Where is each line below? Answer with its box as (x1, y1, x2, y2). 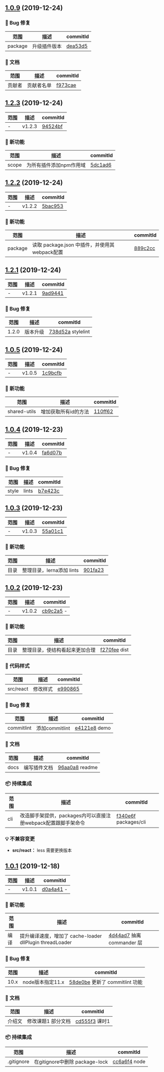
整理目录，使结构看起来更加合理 (22, 646, 96, 653)
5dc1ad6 (90, 161, 112, 168)
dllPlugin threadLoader (20, 939, 72, 946)
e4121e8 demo (75, 724, 111, 731)
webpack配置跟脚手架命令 (24, 819, 85, 826)
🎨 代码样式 (5, 662, 30, 669)
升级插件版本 (32, 43, 62, 49)
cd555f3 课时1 (75, 1018, 110, 1025)
